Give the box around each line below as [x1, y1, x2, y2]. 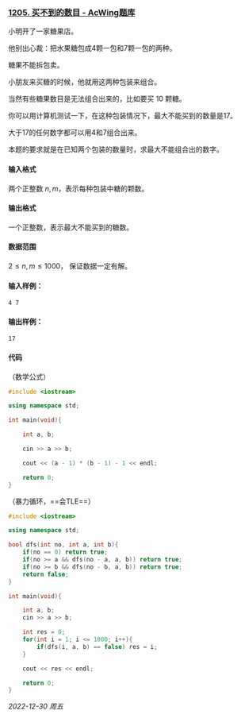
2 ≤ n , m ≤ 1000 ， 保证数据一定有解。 [8, 261, 132, 271]
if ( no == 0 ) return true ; [22, 548, 109, 557]
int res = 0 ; [22, 628, 66, 636]
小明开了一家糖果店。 [8, 26, 78, 37]
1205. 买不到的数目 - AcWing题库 [8, 6, 136, 17]
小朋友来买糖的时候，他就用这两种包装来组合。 [8, 77, 161, 87]
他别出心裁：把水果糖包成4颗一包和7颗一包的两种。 [8, 44, 177, 53]
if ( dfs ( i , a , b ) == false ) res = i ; [36, 643, 158, 650]
